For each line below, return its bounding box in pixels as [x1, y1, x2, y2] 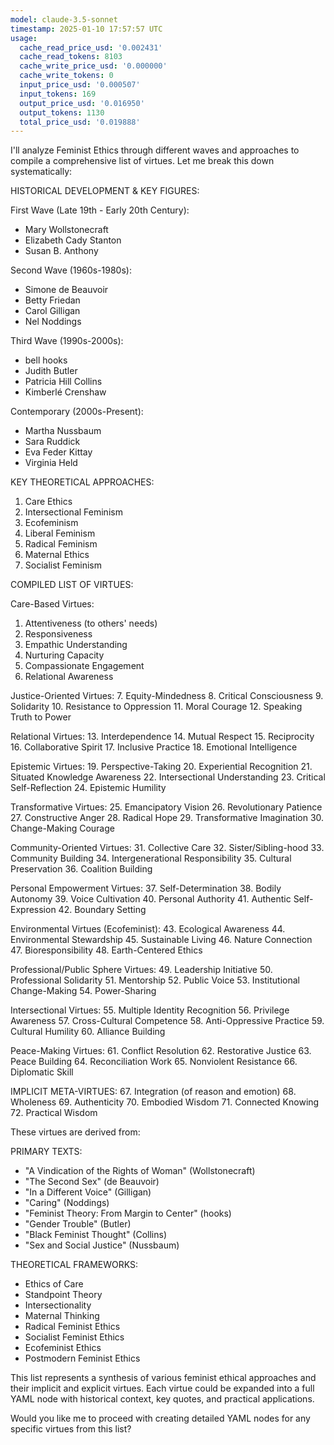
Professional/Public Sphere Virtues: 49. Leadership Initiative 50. [10, 964, 273, 976]
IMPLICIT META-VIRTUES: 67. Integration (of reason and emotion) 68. [10, 1086, 297, 1098]
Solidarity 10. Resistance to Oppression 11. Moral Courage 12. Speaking [10, 701, 303, 713]
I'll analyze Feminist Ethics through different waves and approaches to [10, 144, 300, 156]
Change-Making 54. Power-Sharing [10, 985, 157, 997]
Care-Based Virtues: [10, 598, 95, 610]
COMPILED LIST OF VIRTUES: [10, 579, 134, 591]
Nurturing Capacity [24, 649, 105, 661]
